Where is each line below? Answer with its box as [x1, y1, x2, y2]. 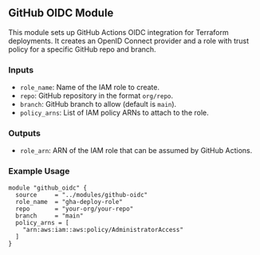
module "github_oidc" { [8, 183, 88, 192]
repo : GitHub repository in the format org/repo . [19, 91, 174, 100]
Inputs [8, 64, 34, 75]
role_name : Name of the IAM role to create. [19, 83, 160, 92]
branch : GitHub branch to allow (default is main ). [19, 100, 177, 109]
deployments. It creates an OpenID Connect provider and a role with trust [8, 36, 250, 45]
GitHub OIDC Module [8, 6, 114, 20]
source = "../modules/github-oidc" [15, 190, 148, 198]
